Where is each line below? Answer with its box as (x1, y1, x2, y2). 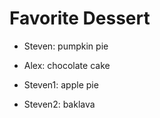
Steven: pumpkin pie (23, 40, 109, 52)
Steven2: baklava (23, 98, 96, 110)
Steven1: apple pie (23, 78, 99, 91)
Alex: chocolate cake (23, 59, 111, 71)
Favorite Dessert (9, 7, 151, 30)
